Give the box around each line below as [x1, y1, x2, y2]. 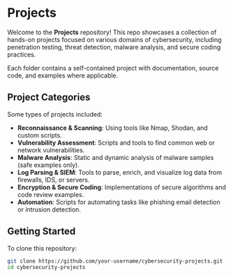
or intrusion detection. [17, 205, 82, 214]
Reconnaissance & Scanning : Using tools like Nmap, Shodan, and [17, 124, 208, 132]
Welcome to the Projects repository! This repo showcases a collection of [7, 28, 217, 36]
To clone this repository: [7, 244, 77, 252]
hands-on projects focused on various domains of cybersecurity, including [7, 35, 222, 43]
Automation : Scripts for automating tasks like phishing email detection [17, 198, 221, 206]
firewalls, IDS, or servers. [17, 175, 90, 184]
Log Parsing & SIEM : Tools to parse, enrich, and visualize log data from [17, 168, 223, 176]
